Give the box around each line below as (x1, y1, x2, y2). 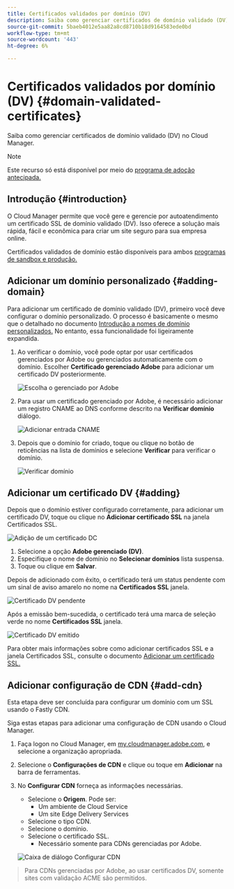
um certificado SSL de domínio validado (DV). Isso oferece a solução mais (7, 219, 220, 227)
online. (7, 234, 26, 242)
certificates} (7, 109, 82, 124)
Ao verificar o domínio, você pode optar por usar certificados (17, 348, 194, 356)
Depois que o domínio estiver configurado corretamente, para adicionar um (7, 506, 224, 514)
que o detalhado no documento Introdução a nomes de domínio (7, 319, 190, 327)
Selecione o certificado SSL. (27, 832, 109, 840)
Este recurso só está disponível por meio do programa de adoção (7, 165, 195, 174)
